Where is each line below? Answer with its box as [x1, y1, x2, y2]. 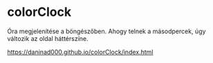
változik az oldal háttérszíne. [7, 34, 89, 42]
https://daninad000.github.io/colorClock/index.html [7, 48, 154, 56]
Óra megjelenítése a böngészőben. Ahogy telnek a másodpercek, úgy [7, 27, 206, 35]
